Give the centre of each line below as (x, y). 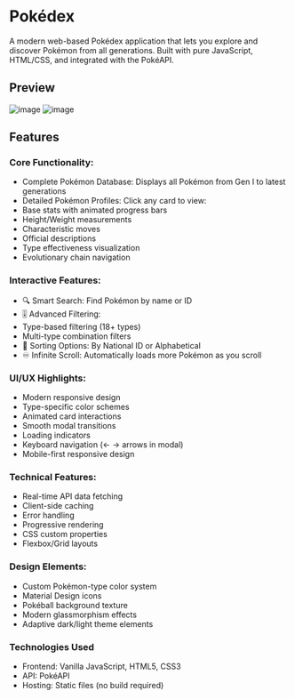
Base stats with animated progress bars (95, 210)
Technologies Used (52, 647)
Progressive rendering (63, 525)
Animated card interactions (72, 416)
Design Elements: (48, 566)
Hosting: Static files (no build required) (93, 685)
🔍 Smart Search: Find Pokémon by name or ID (107, 301)
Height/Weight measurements (77, 220)
